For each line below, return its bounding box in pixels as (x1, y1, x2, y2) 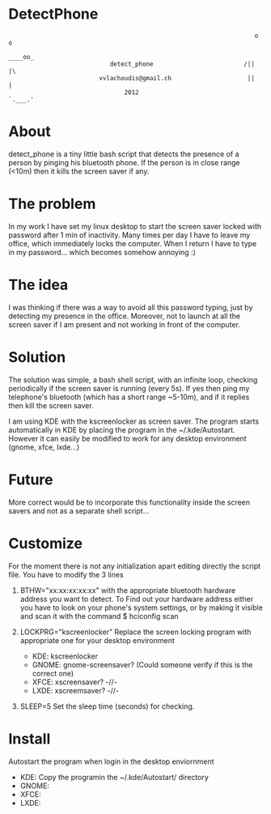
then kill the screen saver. (8, 400, 95, 410)
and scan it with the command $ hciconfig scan (19, 611, 180, 620)
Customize (8, 534, 83, 552)
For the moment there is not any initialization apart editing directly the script (8, 560, 261, 571)
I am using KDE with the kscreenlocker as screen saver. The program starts (8, 416, 260, 426)
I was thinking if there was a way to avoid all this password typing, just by (8, 302, 253, 312)
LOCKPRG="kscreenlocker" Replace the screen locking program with (19, 627, 252, 637)
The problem (8, 195, 96, 213)
